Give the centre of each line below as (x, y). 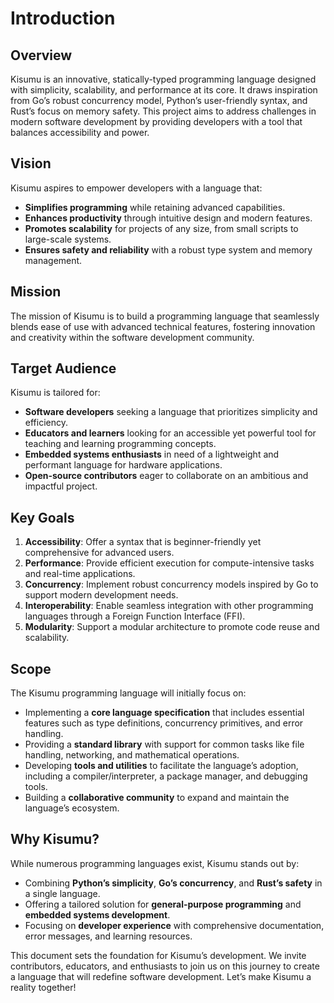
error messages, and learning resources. (108, 936)
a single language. (62, 893)
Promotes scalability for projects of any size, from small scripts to (161, 228)
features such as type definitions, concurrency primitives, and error (164, 723)
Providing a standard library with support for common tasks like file (164, 744)
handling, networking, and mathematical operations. (132, 755)
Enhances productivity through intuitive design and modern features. (168, 218)
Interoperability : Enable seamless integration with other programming (169, 606)
